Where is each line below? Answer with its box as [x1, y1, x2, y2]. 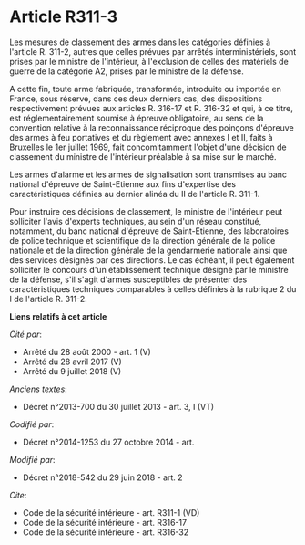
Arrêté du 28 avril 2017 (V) [22, 356, 123, 367]
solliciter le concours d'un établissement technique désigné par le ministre [9, 264, 289, 275]
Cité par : [9, 329, 43, 340]
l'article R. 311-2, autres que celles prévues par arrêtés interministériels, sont [9, 46, 297, 57]
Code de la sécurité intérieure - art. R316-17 [22, 517, 188, 528]
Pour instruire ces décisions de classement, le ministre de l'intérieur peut [9, 205, 283, 216]
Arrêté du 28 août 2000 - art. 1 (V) [22, 346, 152, 357]
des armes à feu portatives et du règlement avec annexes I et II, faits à [9, 131, 273, 142]
